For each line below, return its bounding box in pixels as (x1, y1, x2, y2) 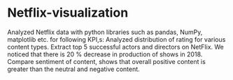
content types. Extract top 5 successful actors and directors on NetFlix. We (7, 42, 224, 51)
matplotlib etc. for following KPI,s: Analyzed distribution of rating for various (7, 35, 226, 43)
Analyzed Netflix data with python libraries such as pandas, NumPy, (7, 28, 203, 36)
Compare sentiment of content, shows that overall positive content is (7, 57, 206, 65)
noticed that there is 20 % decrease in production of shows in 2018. (7, 50, 203, 58)
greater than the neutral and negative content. (7, 65, 140, 73)
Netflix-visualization (7, 5, 129, 21)
